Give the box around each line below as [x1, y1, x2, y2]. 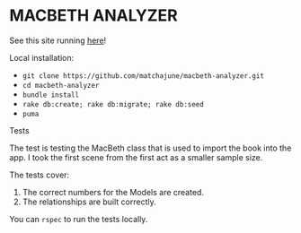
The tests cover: [9, 169, 70, 180]
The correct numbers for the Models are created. [22, 186, 205, 197]
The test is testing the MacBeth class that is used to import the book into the [9, 142, 292, 153]
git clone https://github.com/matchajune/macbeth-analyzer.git [22, 71, 265, 81]
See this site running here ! [9, 35, 107, 46]
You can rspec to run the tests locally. [9, 213, 148, 224]
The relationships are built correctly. [22, 196, 157, 207]
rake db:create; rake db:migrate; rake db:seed [22, 99, 204, 108]
